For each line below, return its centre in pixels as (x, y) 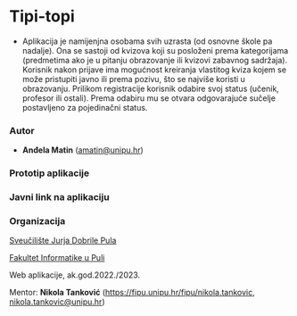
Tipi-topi (42, 17)
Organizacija (37, 221)
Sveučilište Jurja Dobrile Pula (63, 241)
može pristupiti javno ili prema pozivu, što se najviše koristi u (133, 79)
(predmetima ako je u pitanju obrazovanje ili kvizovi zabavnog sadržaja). (155, 60)
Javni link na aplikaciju (59, 197)
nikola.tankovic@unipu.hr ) (57, 302)
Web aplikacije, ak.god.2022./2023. (75, 275)
